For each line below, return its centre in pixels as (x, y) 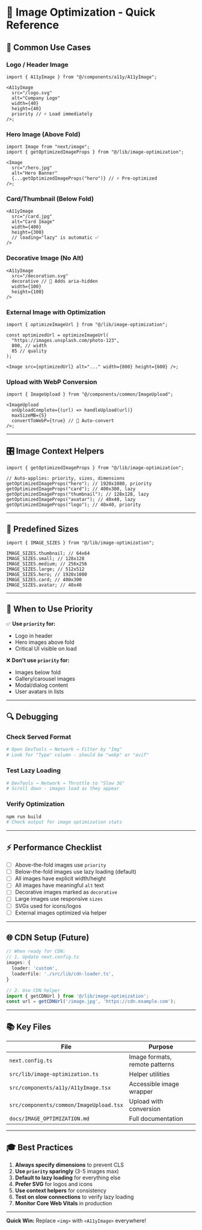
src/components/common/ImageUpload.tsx (66, 1105)
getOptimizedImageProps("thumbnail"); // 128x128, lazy (78, 494)
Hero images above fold (44, 642)
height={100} (28, 292)
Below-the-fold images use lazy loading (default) (75, 872)
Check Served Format (39, 737)
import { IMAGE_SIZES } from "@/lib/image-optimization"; (80, 543)
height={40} (27, 109)
